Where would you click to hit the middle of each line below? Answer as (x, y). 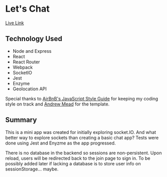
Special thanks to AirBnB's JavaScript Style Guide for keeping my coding (82, 98)
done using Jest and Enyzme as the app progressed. (61, 143)
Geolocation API (30, 89)
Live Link (15, 23)
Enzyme (21, 83)
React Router (26, 62)
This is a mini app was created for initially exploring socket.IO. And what (81, 132)
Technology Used (34, 39)
